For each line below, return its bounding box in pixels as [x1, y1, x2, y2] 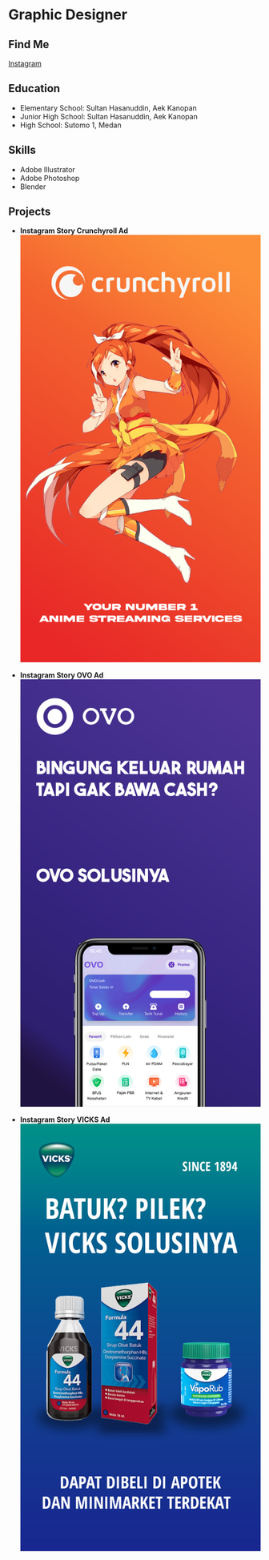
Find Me [8, 38, 50, 51]
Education [8, 82, 61, 95]
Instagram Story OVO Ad [19, 670, 104, 680]
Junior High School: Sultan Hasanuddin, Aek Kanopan [19, 111, 198, 121]
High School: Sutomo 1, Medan [19, 120, 122, 130]
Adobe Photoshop [19, 173, 80, 183]
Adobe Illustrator [19, 164, 76, 174]
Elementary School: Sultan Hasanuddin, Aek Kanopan [19, 103, 198, 113]
